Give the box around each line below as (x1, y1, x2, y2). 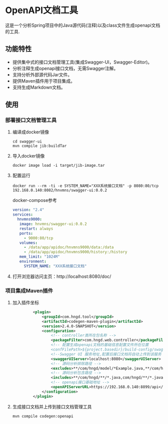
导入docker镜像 (12, 153, 45, 159)
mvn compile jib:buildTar (12, 144, 67, 149)
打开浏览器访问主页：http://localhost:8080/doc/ (12, 273, 111, 279)
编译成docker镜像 (12, 129, 49, 135)
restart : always (19, 226, 54, 231)
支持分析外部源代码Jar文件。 (12, 72, 72, 78)
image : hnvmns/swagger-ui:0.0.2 (19, 222, 87, 227)
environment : (19, 259, 47, 264)
